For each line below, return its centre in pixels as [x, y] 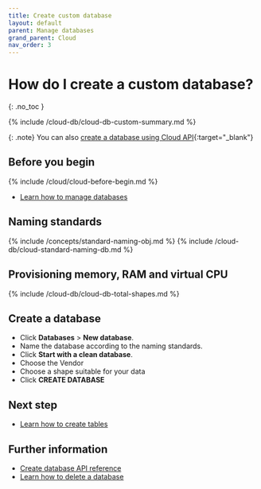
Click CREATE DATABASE [62, 380]
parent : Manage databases [51, 30]
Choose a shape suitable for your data [82, 371]
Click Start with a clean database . [76, 355]
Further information [58, 449]
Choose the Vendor [52, 363]
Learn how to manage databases [74, 196]
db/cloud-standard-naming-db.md [65, 249]
